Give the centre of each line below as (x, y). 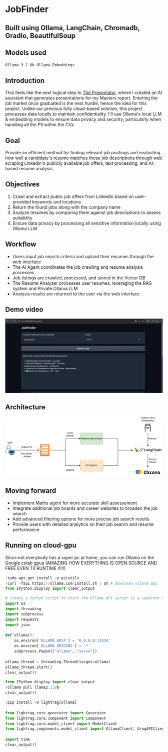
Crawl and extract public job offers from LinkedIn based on (73, 196)
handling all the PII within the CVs (39, 125)
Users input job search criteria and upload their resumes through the (83, 256)
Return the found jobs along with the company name (66, 207)
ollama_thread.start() (29, 667)
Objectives (22, 184)
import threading (23, 609)
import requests (22, 619)
